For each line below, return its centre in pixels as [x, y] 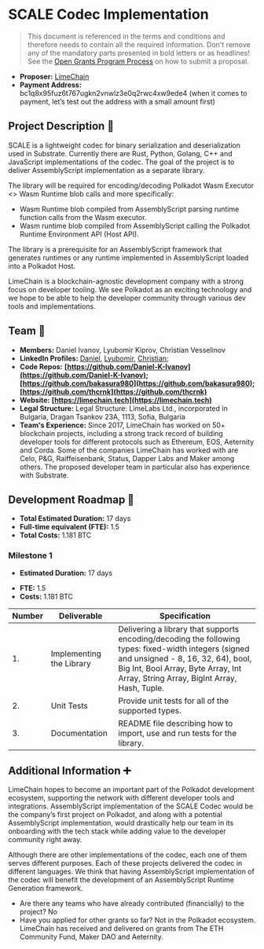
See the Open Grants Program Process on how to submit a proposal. [138, 61]
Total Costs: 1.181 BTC [55, 535]
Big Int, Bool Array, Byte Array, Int [180, 668]
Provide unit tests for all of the [173, 701]
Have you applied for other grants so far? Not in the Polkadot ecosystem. [137, 920]
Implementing [76, 654]
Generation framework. [46, 889]
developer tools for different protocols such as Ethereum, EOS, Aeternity [137, 442]
